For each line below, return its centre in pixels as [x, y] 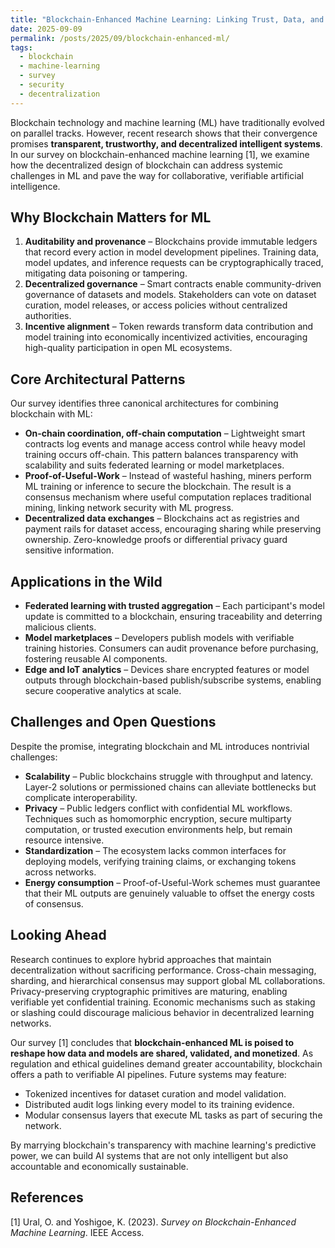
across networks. [60, 872]
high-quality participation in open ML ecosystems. [128, 348]
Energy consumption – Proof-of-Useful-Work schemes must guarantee [172, 882]
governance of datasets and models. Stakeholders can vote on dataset [170, 295]
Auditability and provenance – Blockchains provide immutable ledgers [171, 242]
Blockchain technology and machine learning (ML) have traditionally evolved [167, 122]
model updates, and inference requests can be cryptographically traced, [174, 263]
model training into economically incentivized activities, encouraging [166, 337]
